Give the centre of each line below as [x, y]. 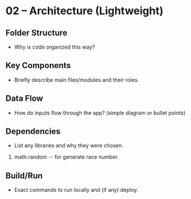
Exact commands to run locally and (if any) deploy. [76, 190]
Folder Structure [36, 33]
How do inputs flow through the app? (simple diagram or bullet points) [100, 113]
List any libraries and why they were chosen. [69, 146]
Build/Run [24, 176]
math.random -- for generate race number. [66, 157]
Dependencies [33, 131]
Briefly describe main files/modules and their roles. [77, 80]
